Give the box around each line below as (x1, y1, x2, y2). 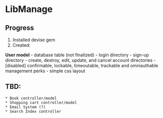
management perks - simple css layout (5, 68, 85, 74)
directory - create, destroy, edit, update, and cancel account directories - (5, 57, 156, 63)
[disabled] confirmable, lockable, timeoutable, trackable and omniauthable (5, 63, 158, 68)
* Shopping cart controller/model (5, 100, 77, 105)
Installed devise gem (12, 37, 55, 43)
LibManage (5, 4, 53, 15)
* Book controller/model (5, 95, 57, 101)
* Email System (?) (5, 104, 46, 109)
